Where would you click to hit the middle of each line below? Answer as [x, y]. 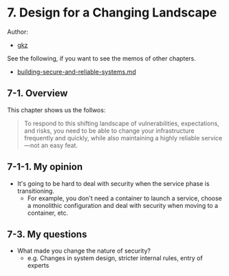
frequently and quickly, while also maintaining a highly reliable [112, 138]
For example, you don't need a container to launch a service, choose [124, 198]
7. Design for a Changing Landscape [112, 13]
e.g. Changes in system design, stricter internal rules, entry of [115, 258]
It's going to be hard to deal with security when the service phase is [113, 183]
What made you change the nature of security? [84, 251]
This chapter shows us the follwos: [56, 110]
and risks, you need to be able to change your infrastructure [109, 130]
